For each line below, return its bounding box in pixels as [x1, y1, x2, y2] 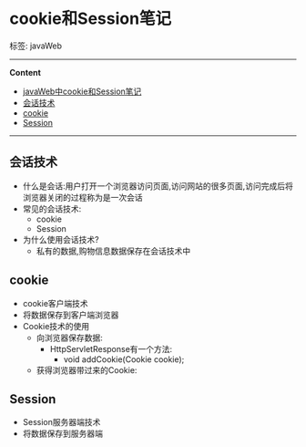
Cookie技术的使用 [22, 320, 90, 331]
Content [9, 67, 41, 78]
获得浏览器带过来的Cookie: [36, 364, 138, 375]
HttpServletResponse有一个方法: [49, 343, 173, 354]
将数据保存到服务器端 [22, 428, 103, 439]
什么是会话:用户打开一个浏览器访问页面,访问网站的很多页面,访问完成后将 [22, 180, 293, 192]
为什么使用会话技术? [22, 234, 99, 244]
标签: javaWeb [9, 40, 62, 51]
